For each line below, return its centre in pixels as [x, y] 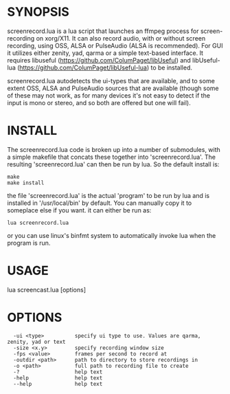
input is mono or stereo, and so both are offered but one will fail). [99, 102]
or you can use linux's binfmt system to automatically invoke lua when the [112, 235]
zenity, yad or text [37, 342]
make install [26, 183]
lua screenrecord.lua [38, 223]
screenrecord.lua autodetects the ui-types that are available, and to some [111, 80]
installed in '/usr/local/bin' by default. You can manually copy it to [100, 203]
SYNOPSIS [38, 12]
